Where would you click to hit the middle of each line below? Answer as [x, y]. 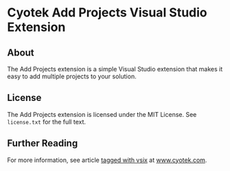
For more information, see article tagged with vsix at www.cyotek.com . [107, 160]
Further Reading [43, 143]
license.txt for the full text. [47, 122]
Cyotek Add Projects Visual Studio [107, 13]
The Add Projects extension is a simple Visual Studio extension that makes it [115, 69]
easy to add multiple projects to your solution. [72, 76]
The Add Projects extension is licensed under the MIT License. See [102, 114]
